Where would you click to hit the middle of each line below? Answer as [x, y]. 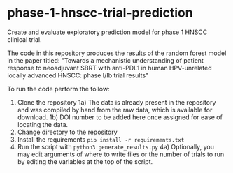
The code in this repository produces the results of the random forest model [117, 53]
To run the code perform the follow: [58, 89]
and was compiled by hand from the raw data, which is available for [115, 110]
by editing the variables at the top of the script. [85, 161]
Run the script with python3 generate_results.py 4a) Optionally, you [116, 146]
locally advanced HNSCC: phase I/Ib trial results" [78, 75]
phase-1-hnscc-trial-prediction [100, 13]
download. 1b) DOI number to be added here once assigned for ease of [120, 117]
